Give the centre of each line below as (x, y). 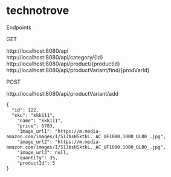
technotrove (38, 11)
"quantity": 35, (38, 158)
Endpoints (19, 27)
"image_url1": (35, 131)
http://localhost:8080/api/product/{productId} (63, 64)
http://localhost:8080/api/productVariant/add (63, 93)
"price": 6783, (36, 126)
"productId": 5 (36, 163)
